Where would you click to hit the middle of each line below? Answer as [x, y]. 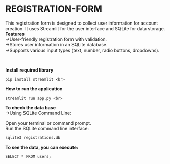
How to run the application [34, 89]
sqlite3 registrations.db [33, 138]
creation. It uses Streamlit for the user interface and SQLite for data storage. [85, 28]
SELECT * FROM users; [28, 156]
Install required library [29, 70]
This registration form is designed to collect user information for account [82, 23]
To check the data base [31, 107]
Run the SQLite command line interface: [47, 128]
